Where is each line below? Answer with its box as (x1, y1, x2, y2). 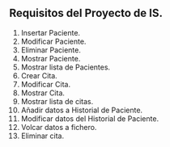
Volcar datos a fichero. (20, 122, 97, 132)
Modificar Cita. (20, 79, 71, 89)
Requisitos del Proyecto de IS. (9, 6, 164, 20)
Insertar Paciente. (20, 27, 80, 37)
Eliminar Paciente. (20, 44, 82, 55)
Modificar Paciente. (20, 36, 87, 46)
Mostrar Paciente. (20, 53, 81, 63)
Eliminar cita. (20, 131, 64, 141)
